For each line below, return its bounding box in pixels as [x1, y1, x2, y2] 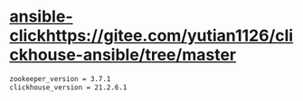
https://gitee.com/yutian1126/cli [45, 25, 294, 46]
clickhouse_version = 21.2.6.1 [9, 83, 128, 92]
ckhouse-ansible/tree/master [9, 45, 237, 65]
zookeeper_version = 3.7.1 [9, 74, 111, 83]
